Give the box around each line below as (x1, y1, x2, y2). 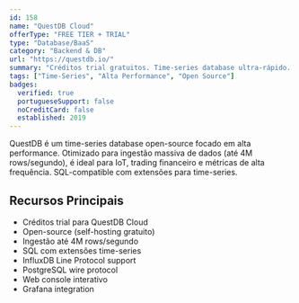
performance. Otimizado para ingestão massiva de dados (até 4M (9, 147, 253, 158)
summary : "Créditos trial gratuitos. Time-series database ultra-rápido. (9, 64, 292, 73)
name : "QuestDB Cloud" (9, 22, 94, 31)
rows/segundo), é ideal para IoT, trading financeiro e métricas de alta (9, 157, 265, 168)
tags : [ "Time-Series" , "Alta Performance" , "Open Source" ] (9, 72, 235, 81)
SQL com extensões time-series (22, 245, 142, 256)
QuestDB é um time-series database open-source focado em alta (9, 138, 251, 149)
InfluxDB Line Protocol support (22, 254, 136, 265)
